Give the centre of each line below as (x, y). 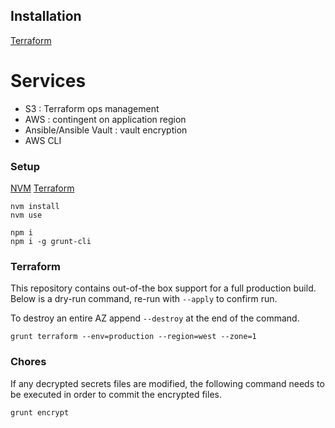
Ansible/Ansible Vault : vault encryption (106, 130)
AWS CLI (43, 140)
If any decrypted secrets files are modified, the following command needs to (167, 383)
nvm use (26, 215)
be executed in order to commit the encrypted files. (116, 394)
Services (48, 81)
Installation (46, 16)
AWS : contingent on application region (105, 119)
